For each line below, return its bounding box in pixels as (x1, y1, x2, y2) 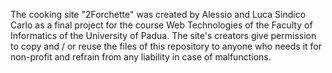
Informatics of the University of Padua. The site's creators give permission (10, 30, 317, 41)
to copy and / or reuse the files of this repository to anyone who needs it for (10, 40, 323, 52)
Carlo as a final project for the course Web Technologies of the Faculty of (10, 19, 313, 31)
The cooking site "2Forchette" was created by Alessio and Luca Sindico (10, 9, 307, 20)
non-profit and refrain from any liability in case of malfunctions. (10, 51, 272, 63)
